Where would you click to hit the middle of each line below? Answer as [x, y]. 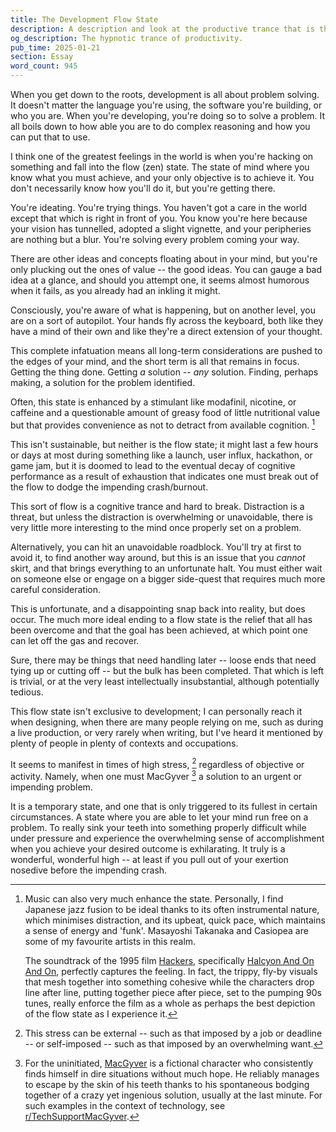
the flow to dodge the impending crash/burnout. [109, 487]
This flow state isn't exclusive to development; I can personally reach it [156, 711]
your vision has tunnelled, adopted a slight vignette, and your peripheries [161, 229]
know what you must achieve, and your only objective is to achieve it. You [162, 177]
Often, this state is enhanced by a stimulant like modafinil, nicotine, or [153, 402]
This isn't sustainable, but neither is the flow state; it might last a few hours [164, 444]
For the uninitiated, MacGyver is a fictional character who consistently [169, 1063]
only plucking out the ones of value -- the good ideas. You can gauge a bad [166, 269]
